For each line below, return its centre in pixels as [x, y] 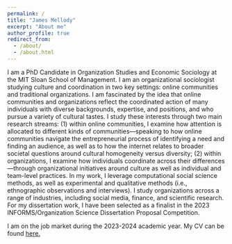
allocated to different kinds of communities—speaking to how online [105, 131]
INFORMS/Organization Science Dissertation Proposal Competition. [103, 212]
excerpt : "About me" [37, 26]
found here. [24, 233]
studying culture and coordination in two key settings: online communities [113, 87]
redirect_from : [29, 40]
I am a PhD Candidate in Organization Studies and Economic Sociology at [112, 72]
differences [208, 161]
